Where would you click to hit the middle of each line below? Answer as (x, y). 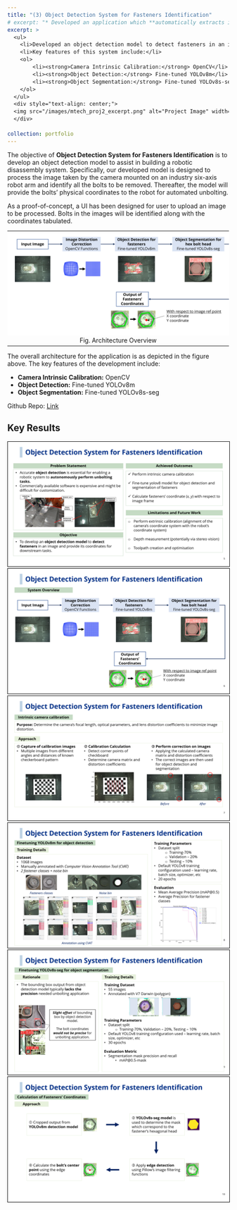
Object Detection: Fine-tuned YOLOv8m (76, 385)
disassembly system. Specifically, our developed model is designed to (109, 170)
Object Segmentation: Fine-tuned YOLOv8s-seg (88, 392)
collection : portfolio (40, 134)
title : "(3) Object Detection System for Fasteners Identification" (110, 15)
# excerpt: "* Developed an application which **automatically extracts (116, 22)
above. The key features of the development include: (84, 364)
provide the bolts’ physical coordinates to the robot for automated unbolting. (118, 192)
